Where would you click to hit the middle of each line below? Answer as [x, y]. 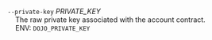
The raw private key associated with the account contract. [110, 20]
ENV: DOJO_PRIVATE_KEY [52, 28]
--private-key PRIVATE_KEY [54, 11]
